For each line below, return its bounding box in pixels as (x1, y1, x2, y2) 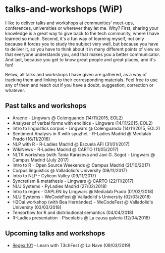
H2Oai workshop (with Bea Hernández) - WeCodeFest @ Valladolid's (12, 199, 154, 205)
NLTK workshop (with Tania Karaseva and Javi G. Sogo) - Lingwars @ (12, 152, 155, 157)
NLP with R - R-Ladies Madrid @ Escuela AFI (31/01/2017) (12, 141, 130, 147)
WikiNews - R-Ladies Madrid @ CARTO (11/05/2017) (12, 146, 119, 152)
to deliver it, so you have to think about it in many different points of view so (5, 46, 160, 52)
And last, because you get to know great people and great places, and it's (5, 56, 156, 62)
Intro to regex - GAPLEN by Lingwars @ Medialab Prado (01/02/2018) (12, 188, 154, 194)
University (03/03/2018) (12, 204, 62, 210)
